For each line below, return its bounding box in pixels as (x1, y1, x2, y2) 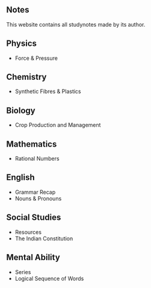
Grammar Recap (14, 188, 56, 196)
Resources (14, 228, 42, 235)
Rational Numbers (14, 155, 60, 162)
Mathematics (6, 139, 57, 149)
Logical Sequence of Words (14, 275, 84, 282)
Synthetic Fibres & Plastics (14, 88, 81, 95)
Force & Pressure (14, 54, 58, 62)
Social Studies (6, 213, 61, 223)
